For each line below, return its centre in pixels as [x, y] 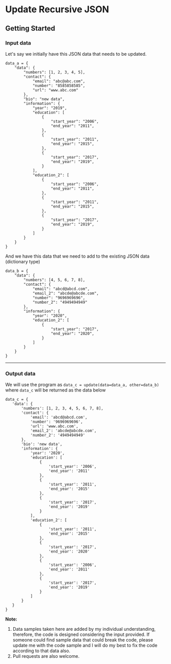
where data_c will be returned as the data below [55, 390]
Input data [18, 43]
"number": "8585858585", [59, 85]
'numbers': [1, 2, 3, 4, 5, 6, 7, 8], [62, 408]
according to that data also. [41, 651]
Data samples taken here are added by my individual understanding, [84, 629]
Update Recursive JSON [57, 9]
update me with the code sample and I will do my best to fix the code [85, 646]
